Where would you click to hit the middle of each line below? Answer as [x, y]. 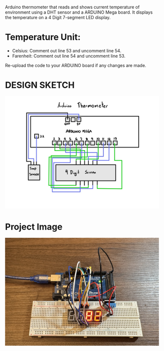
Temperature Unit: [43, 37]
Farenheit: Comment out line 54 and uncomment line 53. [69, 56]
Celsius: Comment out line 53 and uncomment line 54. [67, 50]
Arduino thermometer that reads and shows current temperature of [72, 7]
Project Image [34, 227]
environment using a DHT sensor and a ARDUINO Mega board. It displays [79, 12]
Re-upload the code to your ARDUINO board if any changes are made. [76, 65]
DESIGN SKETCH [40, 85]
